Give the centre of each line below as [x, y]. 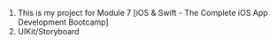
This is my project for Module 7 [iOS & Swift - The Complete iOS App [142, 13]
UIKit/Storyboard [48, 31]
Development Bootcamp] [63, 22]
